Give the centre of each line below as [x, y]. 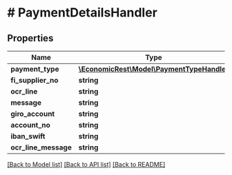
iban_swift [28, 136]
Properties [30, 38]
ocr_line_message [41, 147]
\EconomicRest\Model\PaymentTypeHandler [154, 69]
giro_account [33, 114]
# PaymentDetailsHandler [82, 13]
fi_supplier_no [35, 80]
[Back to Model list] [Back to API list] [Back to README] [86, 164]
